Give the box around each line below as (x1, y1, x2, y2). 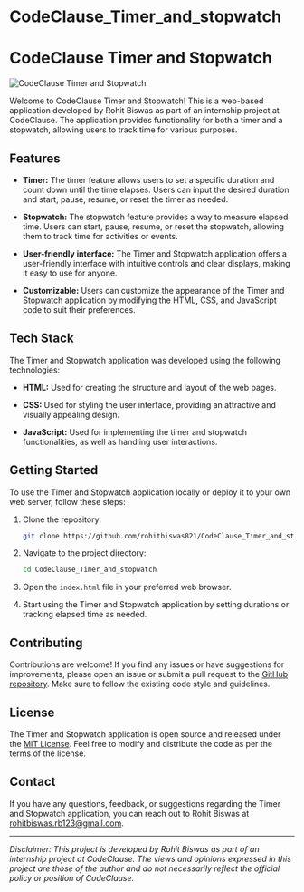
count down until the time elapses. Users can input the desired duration (22, 184, 290, 195)
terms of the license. (9, 748, 86, 759)
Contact (9, 774, 56, 790)
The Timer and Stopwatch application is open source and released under (9, 728, 281, 740)
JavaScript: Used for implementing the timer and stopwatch (22, 426, 247, 437)
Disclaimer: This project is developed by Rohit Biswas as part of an (9, 843, 260, 854)
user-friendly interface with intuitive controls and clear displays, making (22, 257, 290, 268)
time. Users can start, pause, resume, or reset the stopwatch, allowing (22, 220, 285, 232)
